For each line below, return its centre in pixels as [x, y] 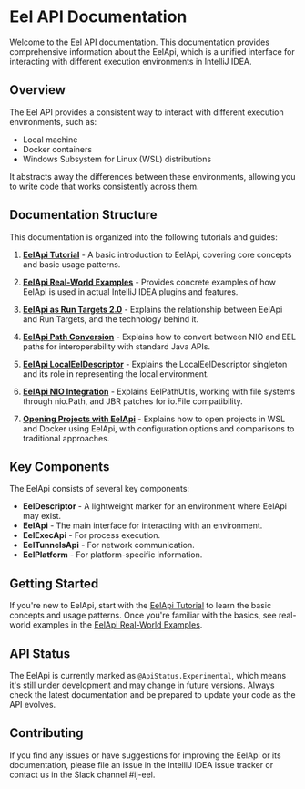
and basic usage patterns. [71, 264]
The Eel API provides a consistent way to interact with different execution [147, 112]
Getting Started [54, 583]
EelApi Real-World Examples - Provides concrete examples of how [149, 282]
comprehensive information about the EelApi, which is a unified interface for [152, 51]
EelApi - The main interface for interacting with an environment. [142, 525]
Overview [38, 90]
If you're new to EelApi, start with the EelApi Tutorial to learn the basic [140, 606]
